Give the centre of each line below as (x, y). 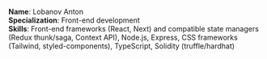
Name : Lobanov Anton (46, 12)
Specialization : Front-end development (74, 20)
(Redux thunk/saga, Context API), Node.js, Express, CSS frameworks (123, 37)
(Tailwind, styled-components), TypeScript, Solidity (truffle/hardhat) (122, 46)
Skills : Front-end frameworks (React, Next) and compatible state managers (133, 29)
